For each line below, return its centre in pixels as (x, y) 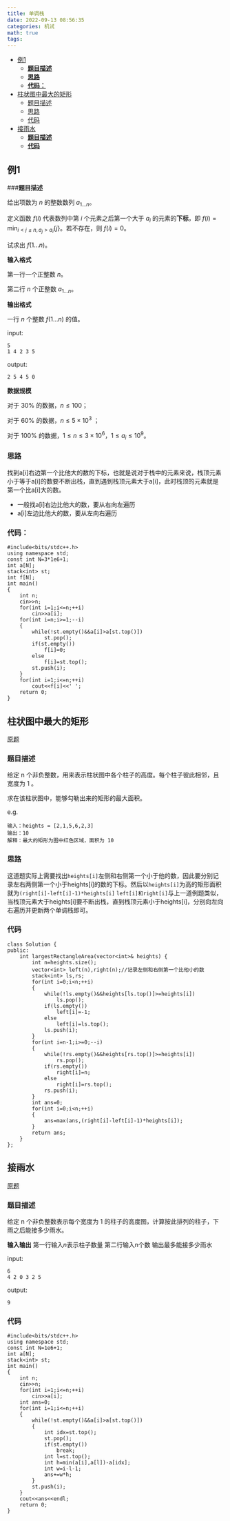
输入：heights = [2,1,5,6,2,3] (51, 826)
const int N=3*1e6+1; (38, 559)
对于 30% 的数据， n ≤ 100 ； (48, 406)
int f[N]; (21, 578)
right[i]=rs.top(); (84, 1084)
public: (18, 950)
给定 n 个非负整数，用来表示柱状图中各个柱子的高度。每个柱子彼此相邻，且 (113, 775)
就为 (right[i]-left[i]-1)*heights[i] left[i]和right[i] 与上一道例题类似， (115, 893)
